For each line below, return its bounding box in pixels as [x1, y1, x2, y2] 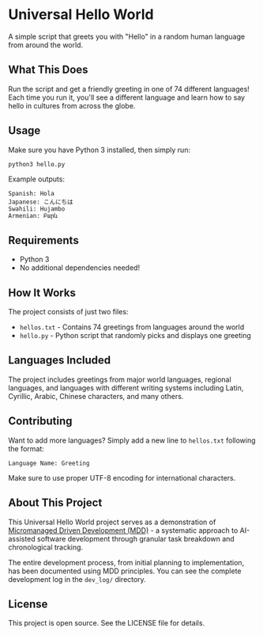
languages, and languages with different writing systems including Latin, [8, 382, 244, 393]
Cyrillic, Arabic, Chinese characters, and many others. [8, 391, 184, 401]
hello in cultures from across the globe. [8, 101, 136, 110]
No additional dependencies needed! [19, 263, 141, 272]
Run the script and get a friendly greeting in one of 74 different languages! [8, 84, 250, 93]
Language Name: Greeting [8, 459, 90, 467]
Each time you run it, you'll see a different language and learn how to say [8, 93, 246, 102]
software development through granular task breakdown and [36, 534, 235, 543]
